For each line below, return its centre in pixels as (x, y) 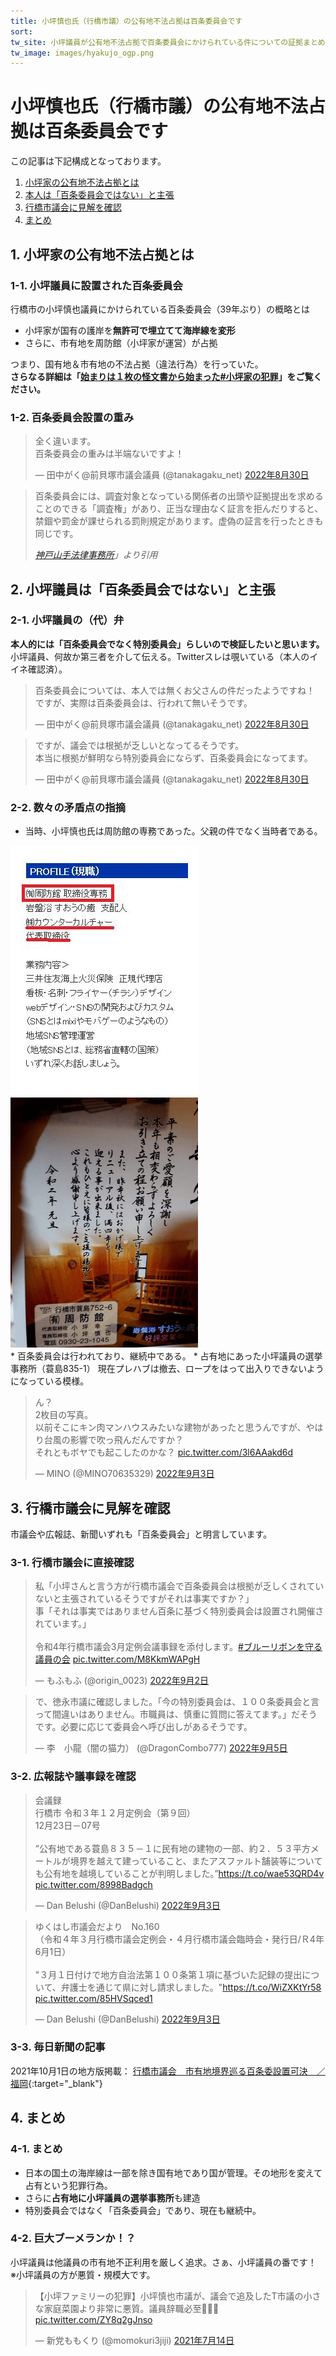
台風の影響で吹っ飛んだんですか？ (114, 1440)
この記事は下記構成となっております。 (88, 161)
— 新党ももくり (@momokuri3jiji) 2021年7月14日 (134, 2340)
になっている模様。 (50, 1381)
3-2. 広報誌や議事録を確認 (73, 1777)
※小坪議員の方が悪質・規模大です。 (83, 2274)
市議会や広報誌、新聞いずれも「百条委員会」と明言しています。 (141, 1534)
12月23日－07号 (67, 1825)
